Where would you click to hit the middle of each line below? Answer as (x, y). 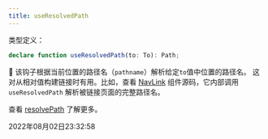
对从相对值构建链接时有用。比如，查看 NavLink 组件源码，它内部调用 (124, 82)
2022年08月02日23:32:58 (52, 126)
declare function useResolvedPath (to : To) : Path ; (94, 55)
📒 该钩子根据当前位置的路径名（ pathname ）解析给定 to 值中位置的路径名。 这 (134, 72)
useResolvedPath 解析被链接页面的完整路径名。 (86, 92)
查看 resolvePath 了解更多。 (55, 109)
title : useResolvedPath (49, 16)
